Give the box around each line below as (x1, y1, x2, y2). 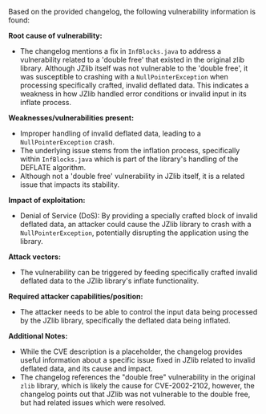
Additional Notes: (8, 331, 68, 340)
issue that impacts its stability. (19, 180, 120, 189)
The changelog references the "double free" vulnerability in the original (19, 372, 256, 382)
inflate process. (19, 98, 72, 107)
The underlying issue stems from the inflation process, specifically (19, 146, 240, 155)
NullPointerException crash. (19, 137, 115, 147)
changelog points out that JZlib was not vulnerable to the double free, (19, 389, 251, 399)
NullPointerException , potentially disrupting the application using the (19, 228, 249, 237)
